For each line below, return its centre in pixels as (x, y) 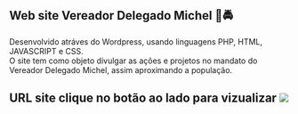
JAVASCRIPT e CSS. (46, 51)
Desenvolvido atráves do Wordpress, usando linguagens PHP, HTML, (136, 41)
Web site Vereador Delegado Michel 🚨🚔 (121, 16)
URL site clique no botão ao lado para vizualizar (143, 98)
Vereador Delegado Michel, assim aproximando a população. (121, 69)
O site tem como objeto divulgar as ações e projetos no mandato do (133, 61)
